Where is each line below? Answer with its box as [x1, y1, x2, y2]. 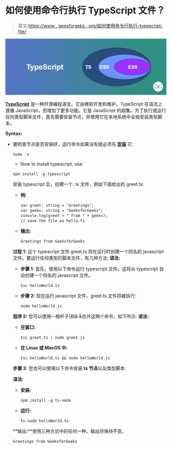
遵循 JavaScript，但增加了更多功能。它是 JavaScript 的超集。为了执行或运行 [5, 107, 166, 113]
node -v [12, 152, 29, 157]
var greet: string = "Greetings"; [20, 203, 94, 208]
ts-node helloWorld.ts [20, 418, 69, 423]
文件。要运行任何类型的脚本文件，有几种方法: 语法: [12, 255, 120, 261]
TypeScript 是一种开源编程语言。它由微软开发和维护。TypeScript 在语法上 [5, 101, 163, 107]
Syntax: [5, 130, 23, 136]
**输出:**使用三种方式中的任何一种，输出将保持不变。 [12, 428, 126, 434]
